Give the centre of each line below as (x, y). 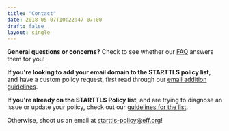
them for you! (26, 59)
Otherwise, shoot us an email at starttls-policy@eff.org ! (85, 121)
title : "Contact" (32, 13)
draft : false (26, 26)
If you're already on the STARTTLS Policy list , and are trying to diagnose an (115, 100)
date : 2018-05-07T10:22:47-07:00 (55, 20)
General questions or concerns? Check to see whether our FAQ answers (110, 52)
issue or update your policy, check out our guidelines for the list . (97, 107)
